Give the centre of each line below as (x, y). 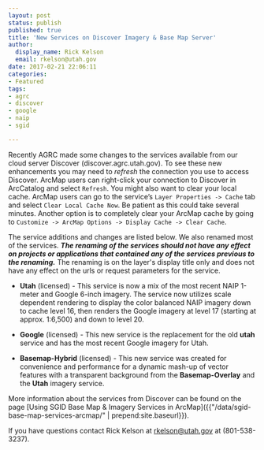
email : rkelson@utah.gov (56, 60)
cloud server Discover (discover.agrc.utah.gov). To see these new (115, 163)
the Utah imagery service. (62, 383)
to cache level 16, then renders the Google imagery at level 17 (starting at (138, 311)
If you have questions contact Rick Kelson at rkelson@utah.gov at (115, 430)
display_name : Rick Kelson (59, 52)
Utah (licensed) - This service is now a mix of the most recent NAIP (129, 285)
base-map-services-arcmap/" (57, 415)
